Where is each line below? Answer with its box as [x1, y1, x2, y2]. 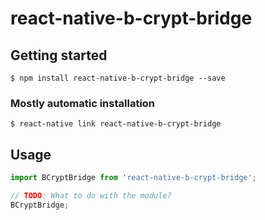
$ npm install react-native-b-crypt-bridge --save [10, 73, 226, 83]
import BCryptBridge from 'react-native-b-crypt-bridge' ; [10, 173, 257, 183]
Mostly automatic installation [10, 96, 156, 110]
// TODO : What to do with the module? [10, 190, 172, 201]
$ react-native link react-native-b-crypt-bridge [10, 119, 222, 129]
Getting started [10, 47, 108, 64]
